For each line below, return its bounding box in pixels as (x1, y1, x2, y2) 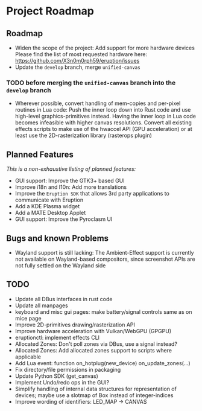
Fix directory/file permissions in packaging (14, 366, 121, 373)
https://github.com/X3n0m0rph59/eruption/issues (14, 57, 140, 64)
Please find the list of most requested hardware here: (14, 51, 148, 58)
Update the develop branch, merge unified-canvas (14, 63, 140, 71)
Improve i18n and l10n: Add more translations (14, 183, 127, 191)
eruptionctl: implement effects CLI (14, 334, 100, 341)
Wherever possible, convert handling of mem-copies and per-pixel (14, 100, 181, 107)
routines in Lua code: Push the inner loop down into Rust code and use (14, 106, 191, 113)
